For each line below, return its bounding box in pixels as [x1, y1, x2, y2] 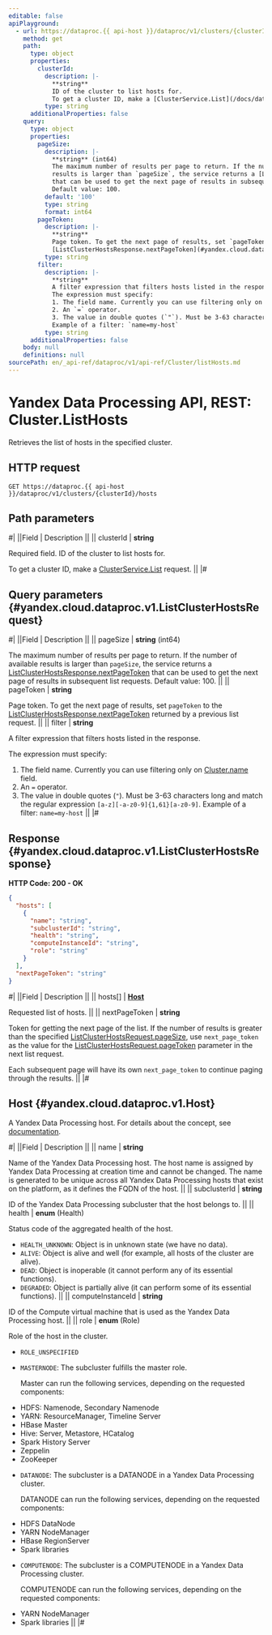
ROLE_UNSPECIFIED [19, 1349, 79, 1357]
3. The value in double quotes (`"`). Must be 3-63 [51, 313, 230, 321]
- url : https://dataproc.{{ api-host [15, 27, 143, 35]
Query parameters [8, 588, 104, 601]
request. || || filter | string [8, 718, 94, 728]
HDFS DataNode [19, 1519, 75, 1529]
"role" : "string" [29, 947, 89, 955]
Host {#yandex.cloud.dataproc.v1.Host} [8, 1096, 216, 1111]
